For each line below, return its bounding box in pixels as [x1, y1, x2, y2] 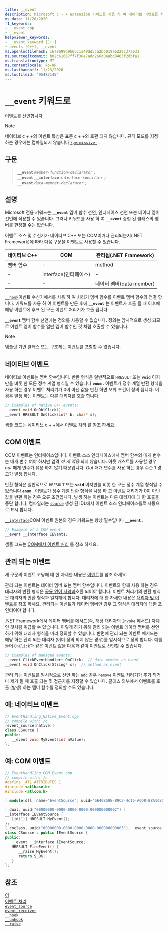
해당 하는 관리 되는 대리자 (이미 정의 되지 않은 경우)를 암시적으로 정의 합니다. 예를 [5, 637, 163, 643]
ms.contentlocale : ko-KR [5, 63, 57, 68]
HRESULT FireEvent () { [11, 844, 59, 849]
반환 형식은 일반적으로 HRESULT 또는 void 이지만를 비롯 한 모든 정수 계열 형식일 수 [5, 481, 163, 487]
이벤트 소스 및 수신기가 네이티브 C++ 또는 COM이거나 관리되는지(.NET [5, 233, 143, 239]
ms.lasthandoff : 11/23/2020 [5, 68, 64, 73]
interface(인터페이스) [42, 271, 91, 278]
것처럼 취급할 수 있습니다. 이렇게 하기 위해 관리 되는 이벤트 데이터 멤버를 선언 [10, 624, 160, 630]
